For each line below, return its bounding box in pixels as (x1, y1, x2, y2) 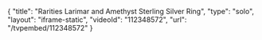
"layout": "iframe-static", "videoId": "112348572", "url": (7, 15, 187, 24)
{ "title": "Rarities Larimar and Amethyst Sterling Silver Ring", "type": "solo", (7, 7, 255, 16)
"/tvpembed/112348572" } (7, 24, 93, 32)
